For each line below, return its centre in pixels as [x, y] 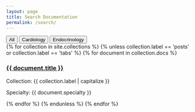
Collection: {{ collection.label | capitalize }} [58, 81]
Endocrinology [68, 40]
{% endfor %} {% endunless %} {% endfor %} [62, 104]
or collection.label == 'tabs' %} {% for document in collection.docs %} [92, 53]
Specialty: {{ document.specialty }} [49, 92]
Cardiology [34, 40]
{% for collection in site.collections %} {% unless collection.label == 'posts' [98, 47]
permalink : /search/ [32, 22]
